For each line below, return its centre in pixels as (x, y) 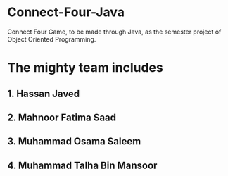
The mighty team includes (85, 68)
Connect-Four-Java (66, 12)
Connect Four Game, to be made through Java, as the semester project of (114, 32)
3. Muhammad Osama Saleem (74, 142)
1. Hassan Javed (44, 93)
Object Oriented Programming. (52, 39)
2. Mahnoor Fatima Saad (62, 117)
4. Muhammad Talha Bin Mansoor (82, 165)
